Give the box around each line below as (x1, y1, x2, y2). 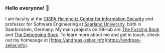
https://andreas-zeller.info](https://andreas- (50, 37, 141, 43)
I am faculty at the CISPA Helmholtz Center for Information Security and (5, 16, 153, 22)
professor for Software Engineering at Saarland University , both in (5, 21, 141, 27)
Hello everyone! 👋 (5, 4, 50, 11)
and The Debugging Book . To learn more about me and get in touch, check (5, 32, 160, 38)
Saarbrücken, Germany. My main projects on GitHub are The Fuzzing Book (5, 26, 159, 32)
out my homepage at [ (5, 37, 51, 43)
